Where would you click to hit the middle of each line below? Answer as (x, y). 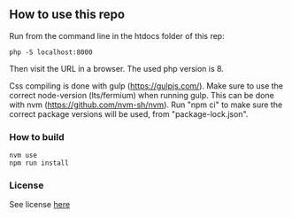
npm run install (39, 163)
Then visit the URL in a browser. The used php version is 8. (116, 68)
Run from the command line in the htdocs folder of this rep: (117, 35)
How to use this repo (67, 15)
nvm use (23, 156)
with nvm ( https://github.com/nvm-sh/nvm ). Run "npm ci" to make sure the (146, 105)
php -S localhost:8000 (51, 52)
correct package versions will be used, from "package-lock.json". (129, 113)
